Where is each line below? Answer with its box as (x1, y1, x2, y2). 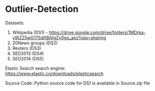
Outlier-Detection (5, 3, 79, 15)
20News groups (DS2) (12, 40, 58, 45)
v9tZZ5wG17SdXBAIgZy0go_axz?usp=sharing (12, 35, 106, 41)
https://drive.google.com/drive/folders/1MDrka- (48, 29, 146, 35)
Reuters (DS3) (12, 45, 41, 51)
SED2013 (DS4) (12, 50, 44, 56)
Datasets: (5, 20, 25, 26)
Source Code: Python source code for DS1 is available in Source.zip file (5, 80, 150, 86)
